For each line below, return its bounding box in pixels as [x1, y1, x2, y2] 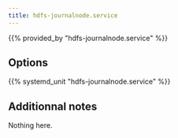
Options [8, 56, 49, 69]
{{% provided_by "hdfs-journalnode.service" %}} [8, 33, 168, 43]
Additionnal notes [8, 99, 98, 113]
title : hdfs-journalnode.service [8, 11, 118, 20]
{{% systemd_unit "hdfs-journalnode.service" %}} [8, 76, 171, 87]
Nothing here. [8, 121, 53, 130]
